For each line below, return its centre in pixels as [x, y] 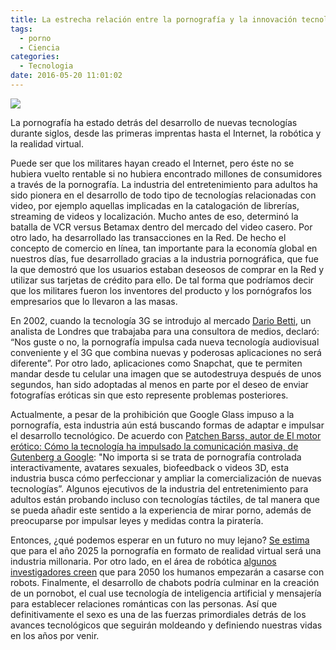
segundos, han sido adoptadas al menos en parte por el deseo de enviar [159, 384]
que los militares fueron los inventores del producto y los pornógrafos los [161, 290]
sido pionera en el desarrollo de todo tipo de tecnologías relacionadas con [163, 195]
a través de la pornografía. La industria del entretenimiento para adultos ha [164, 184]
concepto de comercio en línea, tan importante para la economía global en [164, 248]
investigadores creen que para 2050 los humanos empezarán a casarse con [167, 572]
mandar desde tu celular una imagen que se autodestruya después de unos [166, 373]
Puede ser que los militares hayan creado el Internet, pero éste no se [152, 163]
